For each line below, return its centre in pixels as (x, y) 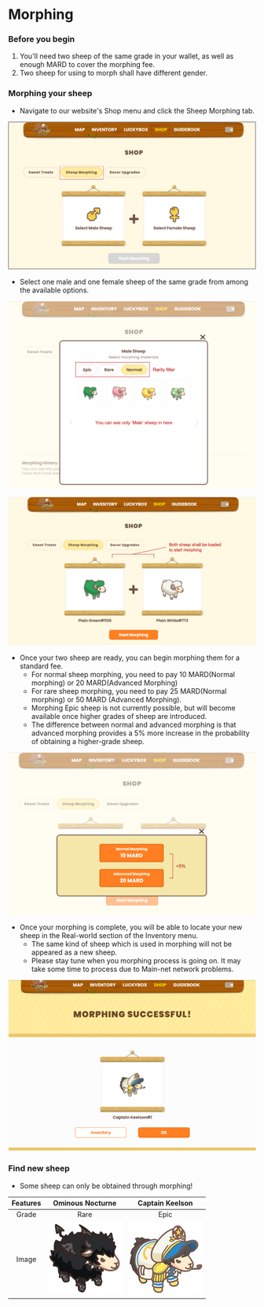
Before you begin (42, 39)
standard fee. (41, 666)
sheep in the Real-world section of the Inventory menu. (109, 935)
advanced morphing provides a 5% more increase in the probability (140, 733)
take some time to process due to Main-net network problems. (132, 969)
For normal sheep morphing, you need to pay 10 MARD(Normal (133, 675)
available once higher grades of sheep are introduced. (119, 717)
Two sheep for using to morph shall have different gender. (114, 73)
